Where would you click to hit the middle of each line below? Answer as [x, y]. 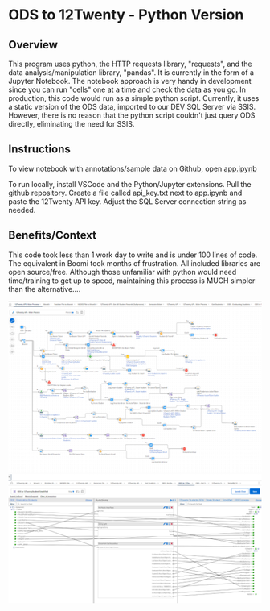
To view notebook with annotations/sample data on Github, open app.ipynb [133, 168]
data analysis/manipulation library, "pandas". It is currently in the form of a [131, 73]
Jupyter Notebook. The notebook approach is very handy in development [130, 81]
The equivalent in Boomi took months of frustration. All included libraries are [135, 263]
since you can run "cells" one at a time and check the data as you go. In [127, 89]
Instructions [39, 150]
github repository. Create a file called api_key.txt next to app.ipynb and [125, 193]
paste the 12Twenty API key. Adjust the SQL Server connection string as [127, 201]
